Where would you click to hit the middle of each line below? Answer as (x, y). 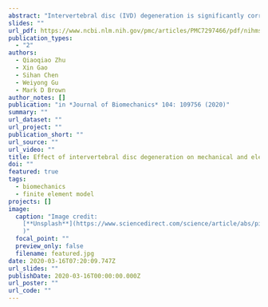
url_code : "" (30, 291)
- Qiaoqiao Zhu (41, 61)
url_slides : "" (33, 269)
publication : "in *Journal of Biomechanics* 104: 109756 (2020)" (119, 105)
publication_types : (41, 38)
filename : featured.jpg (55, 253)
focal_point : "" (42, 239)
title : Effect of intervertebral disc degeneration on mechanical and (128, 157)
